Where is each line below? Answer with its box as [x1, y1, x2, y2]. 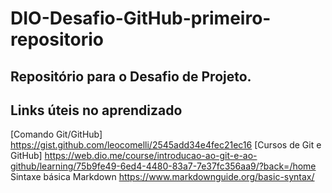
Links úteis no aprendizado [10, 102, 183, 119]
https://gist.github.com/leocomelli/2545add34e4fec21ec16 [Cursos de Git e [10, 139, 322, 151]
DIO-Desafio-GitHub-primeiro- [10, 7, 272, 30]
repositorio [10, 28, 104, 51]
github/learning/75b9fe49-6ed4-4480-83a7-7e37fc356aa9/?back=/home [10, 160, 317, 172]
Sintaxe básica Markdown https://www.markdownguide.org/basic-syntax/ [10, 171, 315, 183]
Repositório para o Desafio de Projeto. [10, 68, 252, 85]
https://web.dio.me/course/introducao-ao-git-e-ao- [44, 150, 258, 162]
